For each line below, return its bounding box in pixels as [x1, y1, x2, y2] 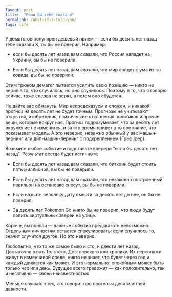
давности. [5, 286, 28, 292]
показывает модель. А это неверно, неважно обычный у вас [5, 130, 138, 136]
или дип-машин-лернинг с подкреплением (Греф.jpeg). [24, 135, 146, 142]
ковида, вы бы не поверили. [12, 72, 75, 78]
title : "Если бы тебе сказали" [5, 12, 74, 17]
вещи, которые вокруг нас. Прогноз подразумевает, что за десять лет [5, 119, 160, 126]
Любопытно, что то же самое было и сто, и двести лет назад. [5, 243, 140, 249]
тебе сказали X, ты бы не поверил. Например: [5, 42, 106, 48]
